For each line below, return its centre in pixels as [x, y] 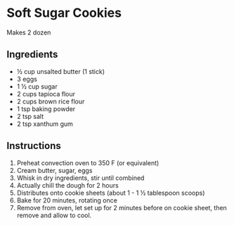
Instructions [34, 146]
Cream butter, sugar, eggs [54, 170]
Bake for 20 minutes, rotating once [67, 200]
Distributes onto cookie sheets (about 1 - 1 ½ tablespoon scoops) [111, 193]
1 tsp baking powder [46, 109]
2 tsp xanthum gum [45, 124]
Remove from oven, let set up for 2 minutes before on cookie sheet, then [122, 207]
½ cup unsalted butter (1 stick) [61, 71]
